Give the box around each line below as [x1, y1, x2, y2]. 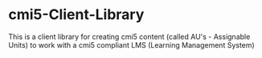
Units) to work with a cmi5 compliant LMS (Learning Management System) [8, 40, 255, 49]
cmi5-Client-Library [8, 6, 145, 24]
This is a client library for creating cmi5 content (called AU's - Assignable [8, 32, 251, 41]
